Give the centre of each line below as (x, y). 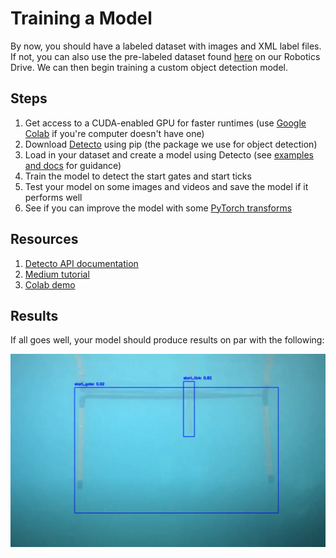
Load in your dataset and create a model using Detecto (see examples (169, 154)
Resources (44, 239)
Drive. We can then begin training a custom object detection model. (149, 67)
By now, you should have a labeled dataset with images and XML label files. (166, 46)
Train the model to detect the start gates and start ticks (138, 176)
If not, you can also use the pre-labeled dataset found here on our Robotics (165, 56)
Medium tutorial (57, 274)
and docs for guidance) (73, 165)
